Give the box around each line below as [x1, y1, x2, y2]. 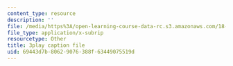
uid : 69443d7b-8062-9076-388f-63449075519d [7, 49, 135, 56]
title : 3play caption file [7, 42, 85, 49]
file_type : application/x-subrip [7, 29, 104, 36]
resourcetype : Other [7, 36, 67, 43]
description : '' [7, 16, 54, 23]
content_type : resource [7, 10, 76, 17]
